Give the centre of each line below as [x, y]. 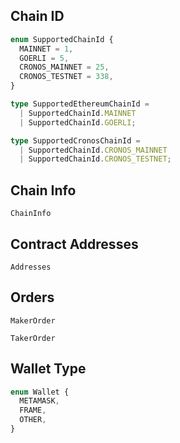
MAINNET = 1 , [46, 49]
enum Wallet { [40, 392]
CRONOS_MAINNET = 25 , [64, 67]
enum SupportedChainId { [62, 39]
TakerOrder [33, 338]
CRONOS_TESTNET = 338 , [66, 77]
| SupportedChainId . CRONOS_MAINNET [93, 150]
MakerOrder [33, 320]
